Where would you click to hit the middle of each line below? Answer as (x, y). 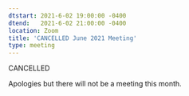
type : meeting (32, 46)
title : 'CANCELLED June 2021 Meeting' (73, 38)
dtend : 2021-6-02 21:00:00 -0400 (67, 23)
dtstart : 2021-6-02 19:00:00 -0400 (67, 16)
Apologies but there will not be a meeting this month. (95, 84)
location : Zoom (33, 30)
